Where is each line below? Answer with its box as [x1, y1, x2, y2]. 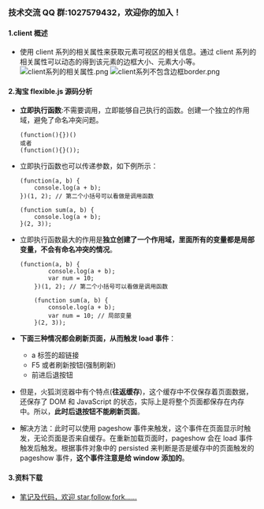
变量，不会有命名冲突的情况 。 [19, 245, 117, 254]
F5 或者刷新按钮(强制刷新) [31, 360, 117, 370]
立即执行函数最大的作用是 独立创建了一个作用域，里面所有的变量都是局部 [19, 235, 255, 244]
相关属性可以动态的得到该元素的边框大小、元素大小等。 [19, 57, 199, 66]
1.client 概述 [8, 28, 49, 37]
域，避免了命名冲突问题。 [19, 115, 103, 125]
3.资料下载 [8, 473, 43, 482]
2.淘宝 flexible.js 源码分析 [8, 86, 93, 96]
